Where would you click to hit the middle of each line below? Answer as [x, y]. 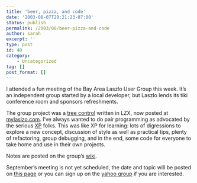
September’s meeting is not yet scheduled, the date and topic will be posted [99, 168]
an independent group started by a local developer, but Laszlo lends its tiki [97, 95]
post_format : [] [26, 72]
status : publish [26, 23]
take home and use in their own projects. [56, 145]
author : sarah [24, 34]
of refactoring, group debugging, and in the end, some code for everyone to [98, 138]
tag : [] [16, 67]
